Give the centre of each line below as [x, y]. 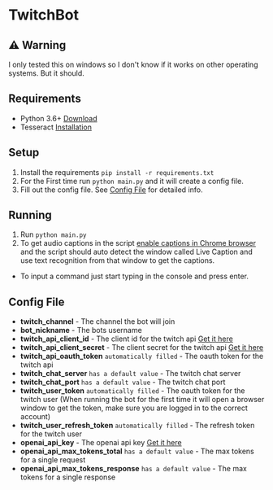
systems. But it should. [47, 73]
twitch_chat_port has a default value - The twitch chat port [123, 382]
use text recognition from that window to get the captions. [117, 260]
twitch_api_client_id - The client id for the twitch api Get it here [126, 339]
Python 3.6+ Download [58, 118]
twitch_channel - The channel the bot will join [97, 322]
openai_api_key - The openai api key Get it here [101, 443]
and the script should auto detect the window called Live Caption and [136, 252]
